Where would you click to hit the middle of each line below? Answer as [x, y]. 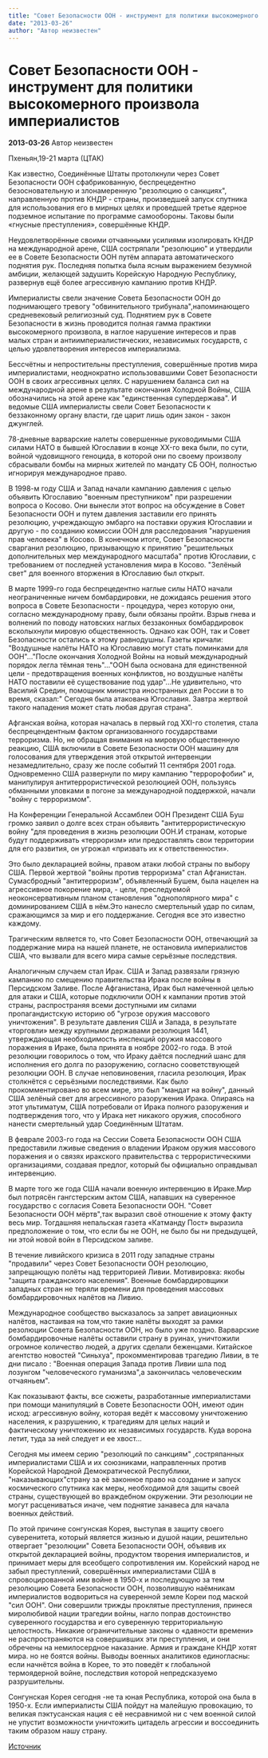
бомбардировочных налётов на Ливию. [76, 1298]
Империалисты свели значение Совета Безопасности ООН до [114, 298]
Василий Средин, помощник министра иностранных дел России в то [126, 690]
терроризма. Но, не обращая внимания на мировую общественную [124, 740]
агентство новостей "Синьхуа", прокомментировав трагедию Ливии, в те [134, 1355]
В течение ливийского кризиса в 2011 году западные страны [112, 1255]
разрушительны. [37, 1681]
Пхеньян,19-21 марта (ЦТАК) [56, 158]
